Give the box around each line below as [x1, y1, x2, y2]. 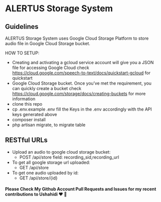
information [12, 96, 36, 102]
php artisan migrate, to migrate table [12, 122, 86, 128]
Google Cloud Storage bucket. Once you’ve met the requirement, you [12, 80, 152, 86]
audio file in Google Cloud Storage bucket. [5, 41, 90, 46]
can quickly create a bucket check [12, 86, 81, 91]
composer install [12, 117, 46, 122]
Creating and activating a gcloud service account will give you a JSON [12, 60, 154, 65]
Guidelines [5, 22, 39, 31]
